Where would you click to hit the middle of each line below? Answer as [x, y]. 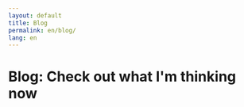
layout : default [35, 15]
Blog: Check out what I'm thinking [122, 77]
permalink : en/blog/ [43, 30]
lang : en [23, 38]
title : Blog [28, 23]
